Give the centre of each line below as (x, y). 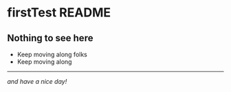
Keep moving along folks (52, 54)
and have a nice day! (37, 81)
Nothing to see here (50, 38)
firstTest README (59, 13)
